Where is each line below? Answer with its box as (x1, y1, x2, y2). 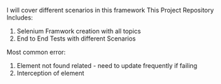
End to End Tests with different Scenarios (16, 34, 136, 43)
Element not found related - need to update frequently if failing (16, 62, 197, 69)
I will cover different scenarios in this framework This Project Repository (6, 6, 214, 14)
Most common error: (6, 48, 66, 56)
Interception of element (16, 69, 85, 77)
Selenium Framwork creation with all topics (16, 27, 141, 35)
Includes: (6, 13, 33, 22)
